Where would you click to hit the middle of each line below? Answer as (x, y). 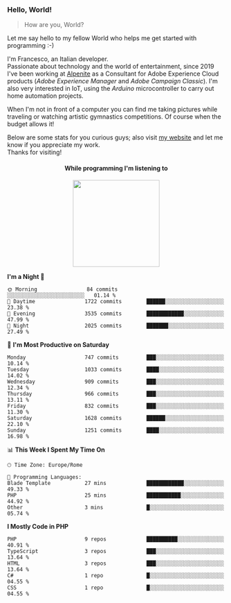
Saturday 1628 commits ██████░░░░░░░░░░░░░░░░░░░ (116, 418)
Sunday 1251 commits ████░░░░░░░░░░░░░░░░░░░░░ (116, 430)
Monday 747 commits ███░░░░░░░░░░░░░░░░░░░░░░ (116, 357)
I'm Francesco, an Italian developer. (58, 59)
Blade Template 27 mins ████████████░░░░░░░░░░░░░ (116, 483)
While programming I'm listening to (116, 168)
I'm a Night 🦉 (26, 276)
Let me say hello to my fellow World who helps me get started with (102, 38)
